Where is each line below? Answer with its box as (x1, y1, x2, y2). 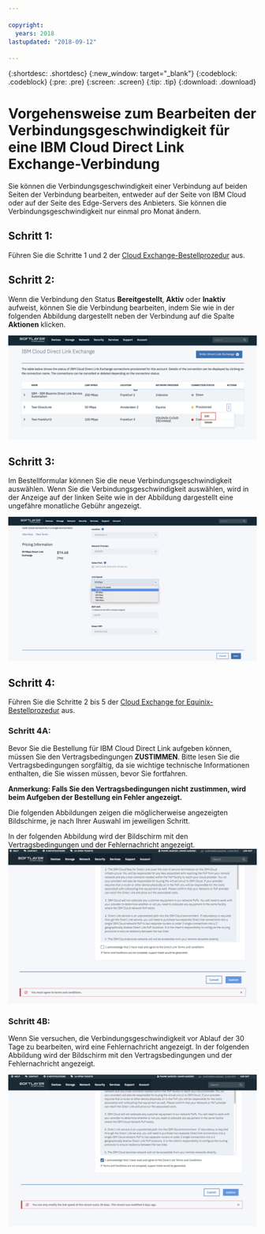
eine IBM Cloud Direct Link (8, 138, 185, 157)
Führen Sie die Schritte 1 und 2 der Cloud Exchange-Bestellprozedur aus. (8, 250, 245, 260)
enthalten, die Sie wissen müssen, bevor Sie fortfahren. (8, 768, 188, 778)
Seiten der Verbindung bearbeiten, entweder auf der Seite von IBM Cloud (8, 190, 247, 199)
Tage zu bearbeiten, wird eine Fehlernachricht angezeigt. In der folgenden (8, 1042, 250, 1051)
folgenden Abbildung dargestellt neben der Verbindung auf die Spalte (8, 311, 235, 320)
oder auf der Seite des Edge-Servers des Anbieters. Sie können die (8, 198, 227, 208)
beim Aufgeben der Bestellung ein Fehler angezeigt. (8, 792, 183, 802)
